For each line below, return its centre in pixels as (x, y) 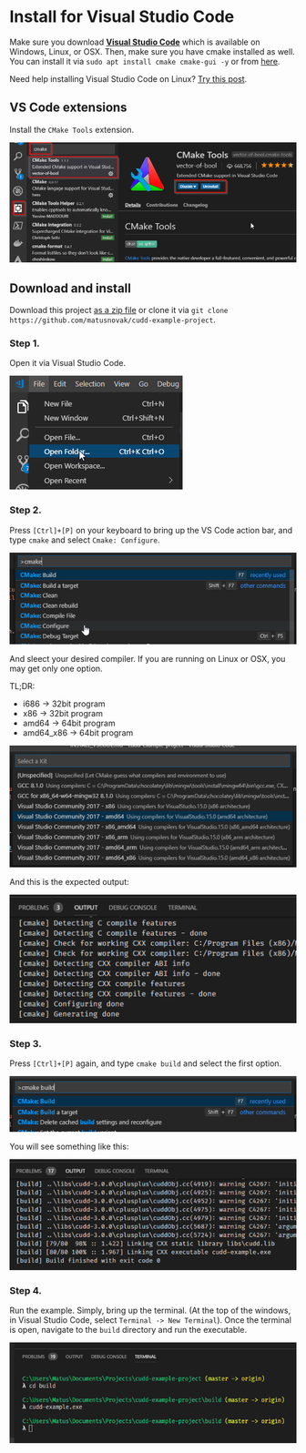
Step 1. (25, 343)
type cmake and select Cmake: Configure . (85, 540)
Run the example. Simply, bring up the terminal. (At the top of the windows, (150, 1311)
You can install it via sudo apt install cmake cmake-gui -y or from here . (145, 61)
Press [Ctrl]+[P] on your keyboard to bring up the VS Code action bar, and (151, 530)
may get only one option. (56, 669)
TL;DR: (22, 686)
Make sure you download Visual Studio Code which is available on (135, 42)
